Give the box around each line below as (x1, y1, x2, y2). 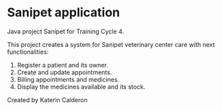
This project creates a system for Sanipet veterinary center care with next (7, 40, 215, 48)
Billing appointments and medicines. (16, 75, 120, 83)
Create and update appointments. (16, 68, 112, 76)
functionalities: (7, 48, 49, 56)
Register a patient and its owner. (16, 61, 108, 69)
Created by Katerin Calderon (7, 95, 88, 104)
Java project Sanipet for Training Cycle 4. (7, 27, 125, 35)
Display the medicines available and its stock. (16, 82, 146, 91)
